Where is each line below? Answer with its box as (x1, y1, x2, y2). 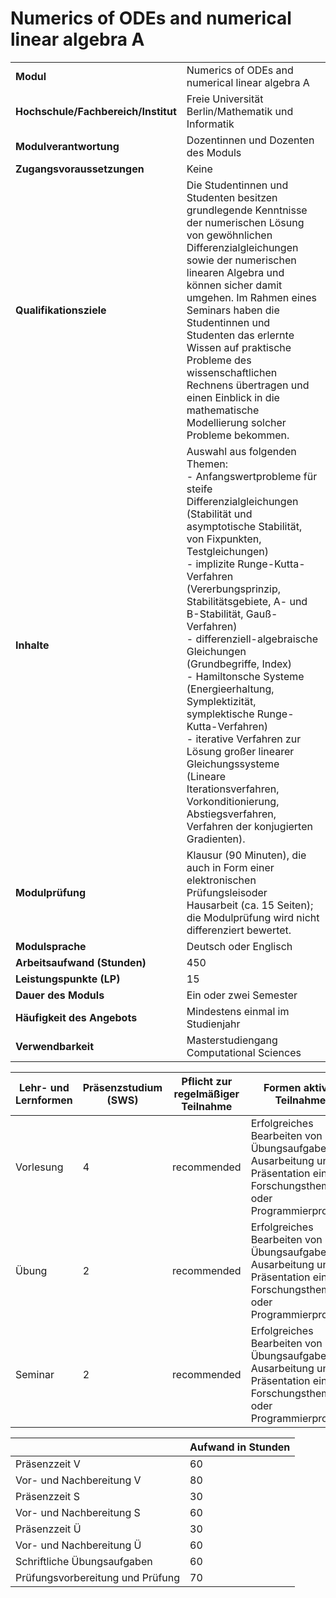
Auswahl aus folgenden (186, 444, 297, 458)
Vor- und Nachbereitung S (15, 1505, 141, 1519)
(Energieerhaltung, (186, 682, 275, 696)
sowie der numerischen (186, 253, 297, 267)
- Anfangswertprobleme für (186, 469, 318, 483)
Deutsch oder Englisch (186, 939, 293, 953)
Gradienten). (186, 832, 246, 846)
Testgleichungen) (186, 544, 269, 558)
